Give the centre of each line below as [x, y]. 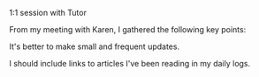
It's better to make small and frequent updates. [94, 46]
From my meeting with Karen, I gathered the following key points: [128, 29]
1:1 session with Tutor [48, 13]
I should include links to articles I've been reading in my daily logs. [130, 63]
